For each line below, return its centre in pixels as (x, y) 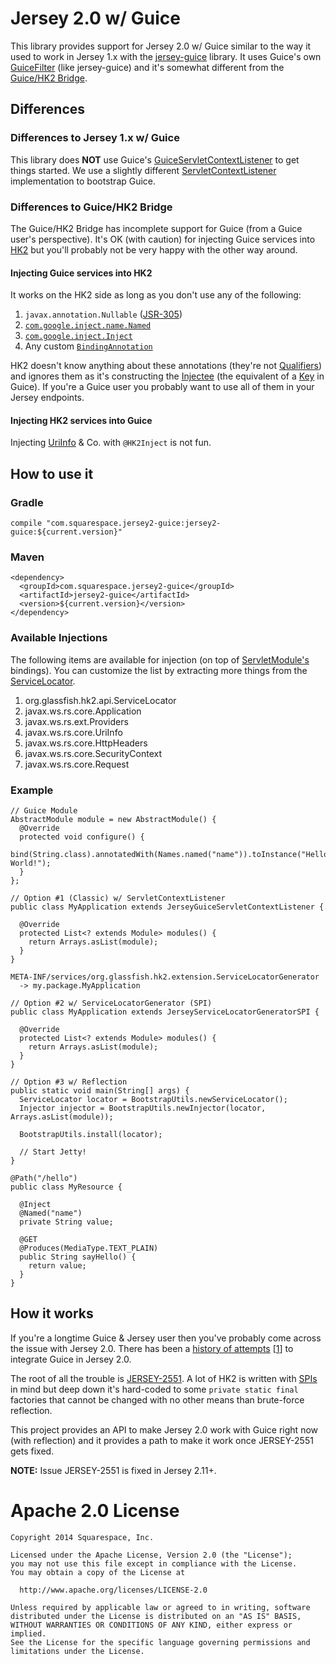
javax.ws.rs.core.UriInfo (73, 732)
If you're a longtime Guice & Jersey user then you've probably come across (166, 1338)
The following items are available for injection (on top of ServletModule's (160, 659)
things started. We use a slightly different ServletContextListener (143, 170)
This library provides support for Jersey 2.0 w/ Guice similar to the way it (161, 46)
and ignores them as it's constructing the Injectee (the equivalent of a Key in (167, 376)
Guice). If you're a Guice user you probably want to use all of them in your (162, 387)
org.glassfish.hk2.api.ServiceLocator (100, 700)
